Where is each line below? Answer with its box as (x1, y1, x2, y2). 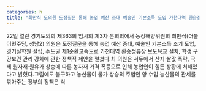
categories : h (6, 9, 43, 15)
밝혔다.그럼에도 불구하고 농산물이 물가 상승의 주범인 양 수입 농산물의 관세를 (17, 70, 196, 78)
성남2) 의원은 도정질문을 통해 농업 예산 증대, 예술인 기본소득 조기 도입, (29, 40, 196, 47)
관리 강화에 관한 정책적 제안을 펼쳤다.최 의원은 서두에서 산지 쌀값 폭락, (22, 55, 189, 62)
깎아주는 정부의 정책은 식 (6, 78, 66, 86)
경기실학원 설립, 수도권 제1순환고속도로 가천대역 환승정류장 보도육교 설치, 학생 (6, 47, 192, 55)
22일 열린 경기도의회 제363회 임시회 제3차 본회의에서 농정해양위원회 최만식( (6, 32, 189, 40)
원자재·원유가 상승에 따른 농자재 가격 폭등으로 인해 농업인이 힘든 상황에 (12, 62, 181, 70)
